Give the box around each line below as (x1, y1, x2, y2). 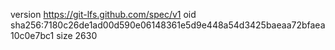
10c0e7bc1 (10, 30, 55, 41)
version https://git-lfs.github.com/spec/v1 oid (10, 9, 197, 20)
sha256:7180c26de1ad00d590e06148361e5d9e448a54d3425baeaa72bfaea (10, 19, 326, 31)
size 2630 (56, 30, 98, 41)
